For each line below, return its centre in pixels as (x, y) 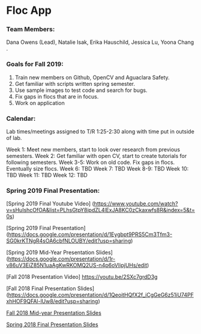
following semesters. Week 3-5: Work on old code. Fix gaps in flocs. (91, 162)
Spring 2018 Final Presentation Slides (52, 324)
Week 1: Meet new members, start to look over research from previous (93, 150)
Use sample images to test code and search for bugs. (81, 90)
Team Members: (31, 29)
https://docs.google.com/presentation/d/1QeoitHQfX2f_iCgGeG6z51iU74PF (101, 295)
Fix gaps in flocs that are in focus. (57, 96)
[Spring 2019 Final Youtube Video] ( (50, 204)
